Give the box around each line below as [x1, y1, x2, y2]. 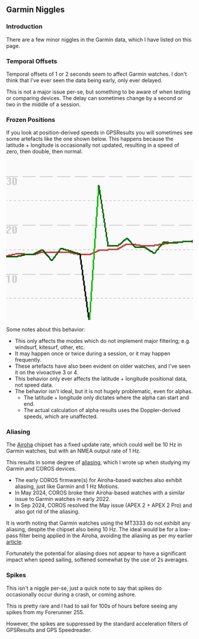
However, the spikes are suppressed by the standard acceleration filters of [6, 620, 188, 627]
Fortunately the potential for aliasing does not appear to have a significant [6, 550, 187, 557]
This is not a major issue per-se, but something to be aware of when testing [6, 88, 191, 95]
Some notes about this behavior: [6, 326, 86, 333]
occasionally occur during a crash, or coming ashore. [6, 590, 136, 598]
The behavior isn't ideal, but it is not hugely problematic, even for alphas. [14, 387, 193, 394]
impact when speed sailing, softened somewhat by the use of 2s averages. [6, 556, 189, 563]
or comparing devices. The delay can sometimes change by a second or [6, 94, 183, 101]
